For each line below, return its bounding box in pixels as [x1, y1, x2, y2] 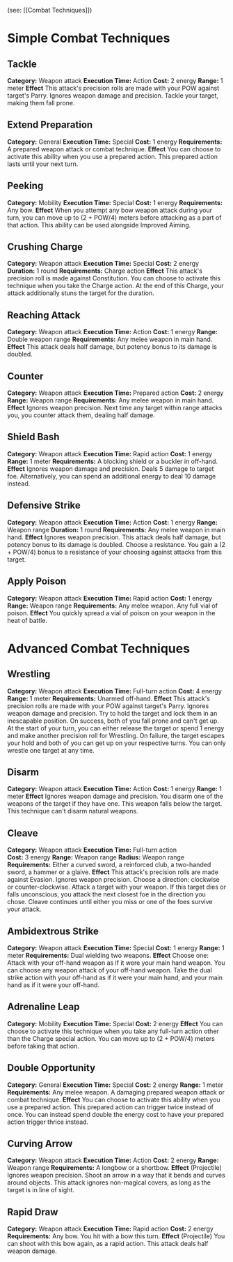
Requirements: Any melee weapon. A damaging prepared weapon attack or [7, 1088, 225, 1096]
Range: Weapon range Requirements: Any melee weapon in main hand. [7, 396, 214, 405]
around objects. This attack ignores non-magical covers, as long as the [7, 1178, 211, 1187]
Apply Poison [7, 576, 67, 587]
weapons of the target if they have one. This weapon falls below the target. [7, 799, 223, 808]
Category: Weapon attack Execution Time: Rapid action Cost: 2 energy [7, 1224, 214, 1233]
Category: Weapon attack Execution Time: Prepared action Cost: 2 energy [7, 389, 224, 397]
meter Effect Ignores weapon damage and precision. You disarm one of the [7, 792, 224, 801]
